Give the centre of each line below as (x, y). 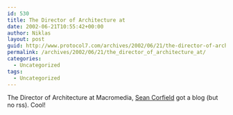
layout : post (26, 39)
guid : (15, 46)
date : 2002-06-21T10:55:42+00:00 (55, 26)
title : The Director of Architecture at (67, 20)
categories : (24, 59)
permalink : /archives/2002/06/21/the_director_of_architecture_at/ (107, 53)
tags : (15, 71)
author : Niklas (29, 33)
